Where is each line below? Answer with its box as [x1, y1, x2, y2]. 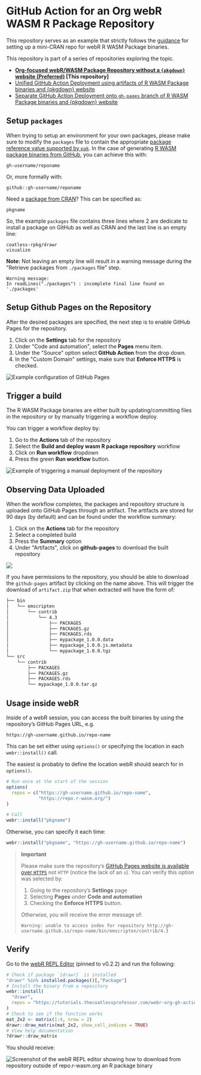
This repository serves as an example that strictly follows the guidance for [6, 37, 189, 44]
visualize [6, 247, 31, 253]
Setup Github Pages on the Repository [6, 302, 151, 313]
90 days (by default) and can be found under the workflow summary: [6, 513, 176, 521]
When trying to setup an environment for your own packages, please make [6, 132, 190, 139]
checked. [14, 362, 38, 369]
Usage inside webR [6, 698, 80, 708]
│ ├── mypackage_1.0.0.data [6, 637, 114, 643]
